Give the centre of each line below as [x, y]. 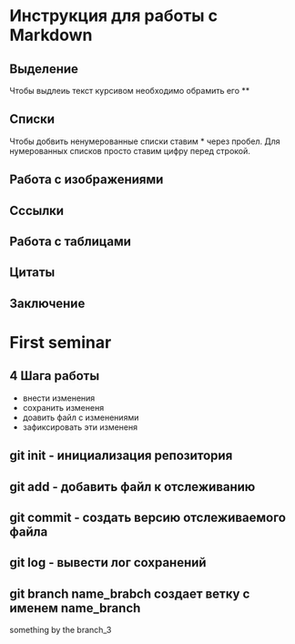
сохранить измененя [63, 407]
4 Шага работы [55, 376]
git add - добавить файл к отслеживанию [132, 487]
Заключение [47, 303]
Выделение [44, 69]
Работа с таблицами [71, 241]
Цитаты [32, 273]
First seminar [61, 342]
